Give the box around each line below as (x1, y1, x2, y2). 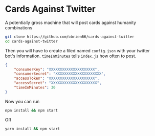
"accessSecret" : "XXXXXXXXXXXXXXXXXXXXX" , (14, 81, 102, 86)
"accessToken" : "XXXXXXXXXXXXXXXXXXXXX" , (14, 76, 99, 81)
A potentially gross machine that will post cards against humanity (5, 20, 136, 25)
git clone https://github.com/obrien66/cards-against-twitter (5, 34, 134, 39)
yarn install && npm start (5, 126, 60, 131)
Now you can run (5, 98, 40, 104)
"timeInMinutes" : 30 (14, 85, 56, 90)
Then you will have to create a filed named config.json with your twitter (5, 47, 150, 53)
